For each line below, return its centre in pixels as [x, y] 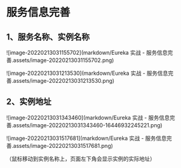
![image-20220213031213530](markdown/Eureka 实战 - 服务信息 [87, 73]
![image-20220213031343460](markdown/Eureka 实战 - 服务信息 [88, 117]
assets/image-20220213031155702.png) [63, 60]
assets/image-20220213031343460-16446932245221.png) [88, 125]
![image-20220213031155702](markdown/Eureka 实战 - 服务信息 [87, 53]
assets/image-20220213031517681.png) [63, 145]
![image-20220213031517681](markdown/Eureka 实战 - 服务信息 [87, 138]
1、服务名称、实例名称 [48, 37]
